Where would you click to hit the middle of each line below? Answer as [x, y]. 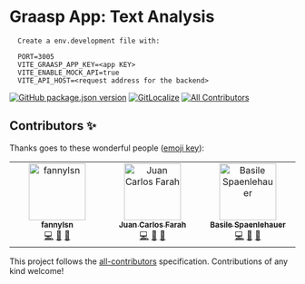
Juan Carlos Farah [152, 225]
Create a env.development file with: [89, 41]
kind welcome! [37, 270]
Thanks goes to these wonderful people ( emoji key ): [107, 148]
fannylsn [57, 225]
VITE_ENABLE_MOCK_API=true [69, 73]
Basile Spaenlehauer [248, 225]
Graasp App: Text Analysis [112, 17]
